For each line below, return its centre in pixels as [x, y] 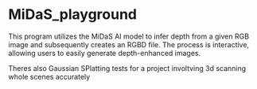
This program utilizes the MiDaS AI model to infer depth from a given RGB [128, 36]
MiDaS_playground [73, 15]
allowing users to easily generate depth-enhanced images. [105, 53]
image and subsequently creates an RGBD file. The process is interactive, [128, 44]
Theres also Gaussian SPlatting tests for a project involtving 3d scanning [127, 68]
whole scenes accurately [49, 76]
